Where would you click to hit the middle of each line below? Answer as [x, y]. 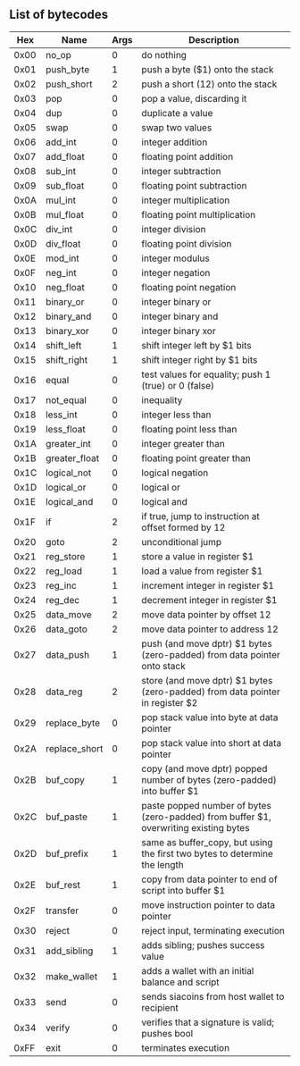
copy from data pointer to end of [210, 879]
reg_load [64, 571]
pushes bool [167, 1033]
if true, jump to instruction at [201, 516]
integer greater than [183, 443]
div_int [59, 229]
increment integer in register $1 [208, 585]
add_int [62, 142]
